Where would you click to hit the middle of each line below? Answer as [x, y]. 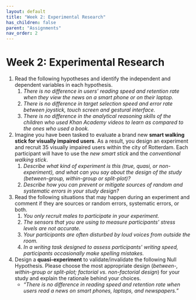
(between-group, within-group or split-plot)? [77, 178]
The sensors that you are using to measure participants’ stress [99, 222]
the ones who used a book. [56, 129]
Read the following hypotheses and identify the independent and [92, 79]
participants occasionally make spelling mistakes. [84, 254]
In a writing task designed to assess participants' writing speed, [101, 247]
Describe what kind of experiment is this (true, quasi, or [90, 166]
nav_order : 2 [22, 33]
